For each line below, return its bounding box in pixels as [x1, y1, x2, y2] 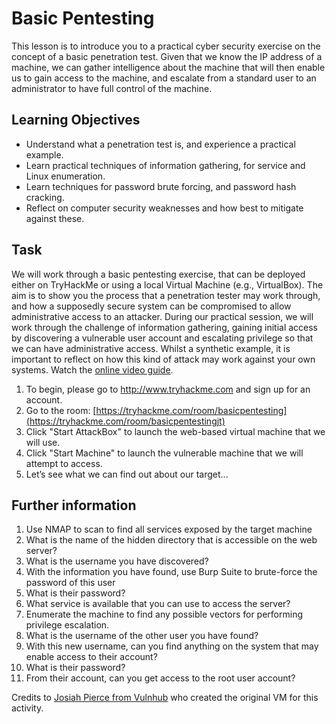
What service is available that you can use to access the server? [25, 598, 291, 610]
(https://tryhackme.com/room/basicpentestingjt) [25, 415, 226, 427]
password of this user [25, 577, 116, 589]
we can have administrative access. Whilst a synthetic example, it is [11, 342, 291, 354]
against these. [25, 212, 85, 224]
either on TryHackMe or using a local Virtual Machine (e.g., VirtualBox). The [11, 278, 324, 291]
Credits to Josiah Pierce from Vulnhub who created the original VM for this [11, 692, 319, 704]
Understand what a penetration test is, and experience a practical [25, 138, 296, 150]
